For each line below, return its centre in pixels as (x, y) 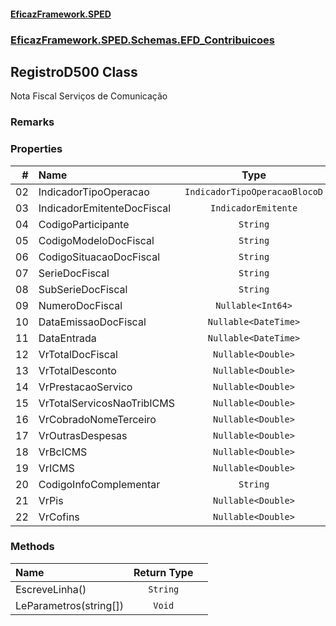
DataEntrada (67, 338)
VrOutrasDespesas (83, 435)
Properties (36, 149)
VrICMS (56, 468)
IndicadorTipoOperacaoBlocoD (254, 191)
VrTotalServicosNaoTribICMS (107, 403)
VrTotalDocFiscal (78, 354)
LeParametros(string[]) (69, 605)
